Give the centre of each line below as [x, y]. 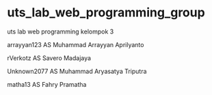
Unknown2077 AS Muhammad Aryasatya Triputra [77, 71]
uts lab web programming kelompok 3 [61, 31]
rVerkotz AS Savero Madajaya [49, 58]
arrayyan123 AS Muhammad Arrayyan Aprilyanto [76, 44]
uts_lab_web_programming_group [106, 13]
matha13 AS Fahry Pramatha [47, 84]
